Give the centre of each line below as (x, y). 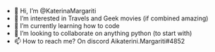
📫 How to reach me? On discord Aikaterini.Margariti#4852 (99, 41)
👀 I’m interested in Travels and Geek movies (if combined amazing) (111, 18)
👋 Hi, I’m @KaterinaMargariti (55, 11)
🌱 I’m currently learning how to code (67, 26)
